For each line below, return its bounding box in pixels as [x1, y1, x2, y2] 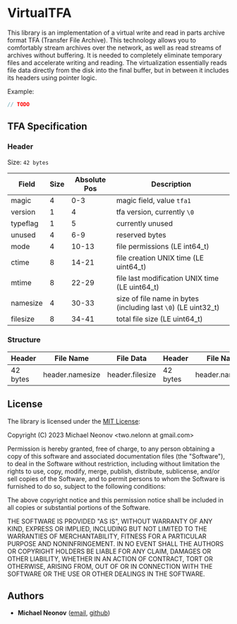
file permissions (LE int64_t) [116, 241, 209, 251]
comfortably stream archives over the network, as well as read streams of [7, 43, 222, 52]
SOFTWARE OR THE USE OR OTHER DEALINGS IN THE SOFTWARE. [7, 570, 205, 578]
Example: [7, 87, 35, 96]
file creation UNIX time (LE [116, 253, 205, 262]
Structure [7, 335, 41, 345]
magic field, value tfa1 [116, 195, 192, 205]
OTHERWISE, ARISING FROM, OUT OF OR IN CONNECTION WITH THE [7, 562, 213, 570]
